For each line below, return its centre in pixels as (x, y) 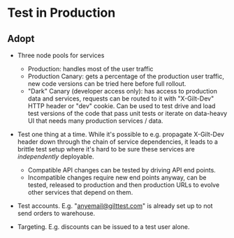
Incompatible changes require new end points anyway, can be (117, 177)
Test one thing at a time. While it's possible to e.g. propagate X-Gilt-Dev (121, 134)
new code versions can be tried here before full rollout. (107, 84)
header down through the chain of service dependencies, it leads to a (118, 142)
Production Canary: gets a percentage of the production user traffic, (126, 76)
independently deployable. (56, 156)
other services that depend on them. (80, 192)
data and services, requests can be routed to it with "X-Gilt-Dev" (121, 98)
